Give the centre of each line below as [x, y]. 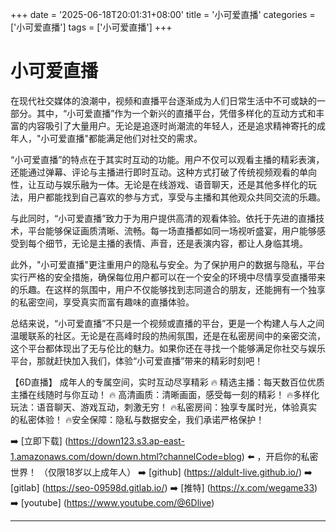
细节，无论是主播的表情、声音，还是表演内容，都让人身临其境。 [176, 243]
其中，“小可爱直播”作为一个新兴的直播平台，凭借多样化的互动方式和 [176, 113]
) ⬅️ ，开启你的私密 [280, 456]
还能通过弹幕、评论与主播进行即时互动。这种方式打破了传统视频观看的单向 [163, 172]
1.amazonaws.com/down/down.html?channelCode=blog [126, 456]
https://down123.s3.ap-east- [126, 440]
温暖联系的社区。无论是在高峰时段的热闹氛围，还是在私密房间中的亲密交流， [168, 335]
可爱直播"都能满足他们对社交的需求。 [126, 138]
